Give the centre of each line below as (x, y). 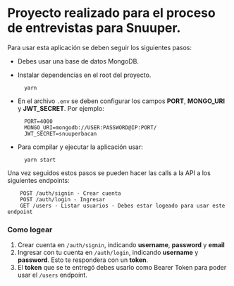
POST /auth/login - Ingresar (63, 199)
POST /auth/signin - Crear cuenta (70, 193)
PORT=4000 (38, 121)
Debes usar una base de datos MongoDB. (78, 61)
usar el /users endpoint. (53, 275)
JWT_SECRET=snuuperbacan (61, 133)
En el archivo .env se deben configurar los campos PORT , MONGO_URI (121, 101)
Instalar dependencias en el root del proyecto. (84, 75)
